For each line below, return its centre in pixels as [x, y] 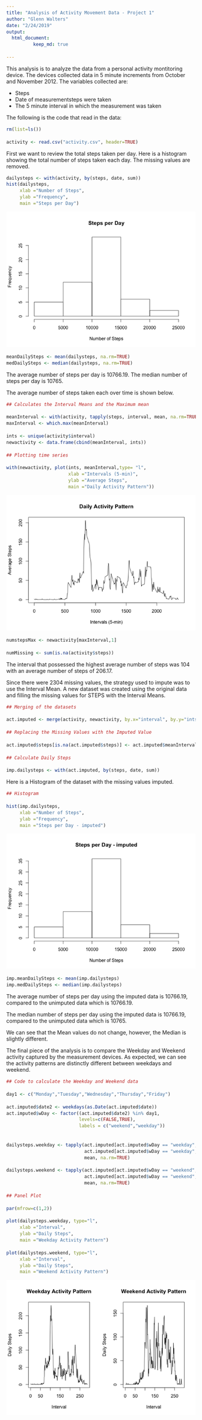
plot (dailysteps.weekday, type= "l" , [52, 1221]
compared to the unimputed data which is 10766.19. [70, 1003]
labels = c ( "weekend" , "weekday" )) [122, 1126]
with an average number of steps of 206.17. [60, 671]
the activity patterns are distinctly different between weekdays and [89, 1063]
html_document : [31, 38]
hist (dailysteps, [28, 184]
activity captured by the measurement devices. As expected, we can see [96, 1057]
